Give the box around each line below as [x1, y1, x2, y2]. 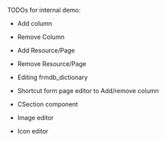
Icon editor [17, 127, 49, 135]
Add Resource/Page [17, 47, 75, 54]
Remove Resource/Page [17, 60, 87, 68]
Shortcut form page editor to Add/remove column [17, 87, 159, 94]
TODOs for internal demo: [7, 6, 81, 14]
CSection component [17, 100, 78, 108]
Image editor [17, 114, 54, 122]
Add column [17, 19, 53, 27]
